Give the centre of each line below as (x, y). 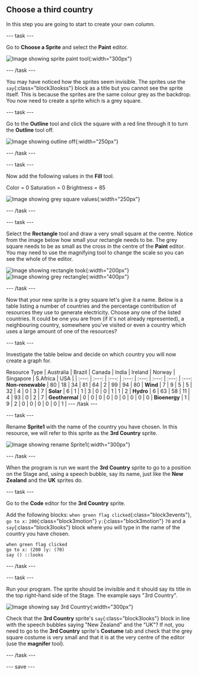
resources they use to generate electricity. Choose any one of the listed (94, 312)
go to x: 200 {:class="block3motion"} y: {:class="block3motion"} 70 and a (96, 521)
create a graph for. (29, 360)
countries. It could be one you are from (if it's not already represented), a (95, 318)
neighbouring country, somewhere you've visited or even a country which (96, 325)
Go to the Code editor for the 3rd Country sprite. (66, 503)
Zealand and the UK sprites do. (44, 480)
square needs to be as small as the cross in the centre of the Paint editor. (96, 246)
